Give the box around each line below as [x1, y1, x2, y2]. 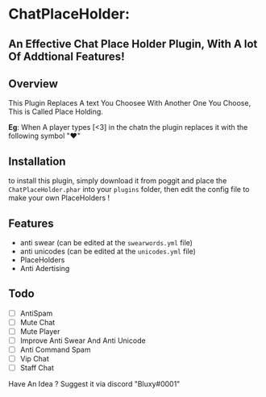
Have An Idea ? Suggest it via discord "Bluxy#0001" [8, 379, 181, 389]
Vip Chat [19, 354, 50, 364]
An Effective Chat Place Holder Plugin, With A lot [8, 37, 258, 51]
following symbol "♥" [8, 131, 81, 141]
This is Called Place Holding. [8, 107, 103, 117]
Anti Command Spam [19, 345, 91, 355]
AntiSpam [19, 308, 53, 318]
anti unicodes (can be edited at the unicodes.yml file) [19, 247, 196, 257]
